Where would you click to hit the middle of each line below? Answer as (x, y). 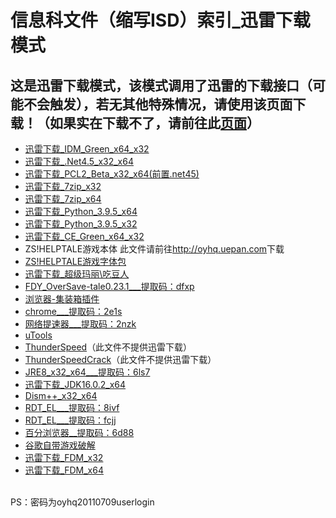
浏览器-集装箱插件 (62, 299)
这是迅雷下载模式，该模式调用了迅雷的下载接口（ (161, 85)
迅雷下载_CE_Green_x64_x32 (84, 236)
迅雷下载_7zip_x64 (63, 199)
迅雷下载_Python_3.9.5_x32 (81, 224)
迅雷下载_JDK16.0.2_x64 (75, 384)
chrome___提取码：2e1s (73, 311)
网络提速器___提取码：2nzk (80, 324)
